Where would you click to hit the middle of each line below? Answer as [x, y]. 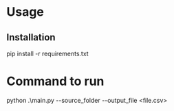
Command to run [55, 81]
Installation [31, 37]
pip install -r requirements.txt [47, 53]
